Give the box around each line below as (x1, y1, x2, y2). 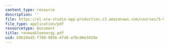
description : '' (5, 12, 39, 17)
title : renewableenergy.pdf (5, 30, 64, 35)
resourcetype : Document (5, 26, 55, 31)
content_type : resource (5, 7, 55, 12)
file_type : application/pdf (5, 21, 64, 26)
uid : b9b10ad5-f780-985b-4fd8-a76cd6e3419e (5, 35, 98, 40)
